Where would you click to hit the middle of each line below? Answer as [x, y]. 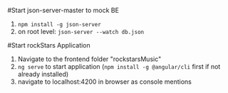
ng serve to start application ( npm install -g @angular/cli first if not [119, 66]
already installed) [43, 74]
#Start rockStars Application [49, 45]
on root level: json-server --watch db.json [81, 32]
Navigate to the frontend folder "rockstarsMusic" [89, 59]
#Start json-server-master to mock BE [63, 10]
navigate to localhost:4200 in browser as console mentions [105, 82]
